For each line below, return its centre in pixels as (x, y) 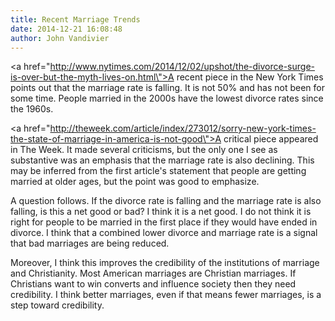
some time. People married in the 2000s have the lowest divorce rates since (167, 98)
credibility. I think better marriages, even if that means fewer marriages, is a (166, 295)
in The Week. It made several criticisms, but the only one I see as (144, 150)
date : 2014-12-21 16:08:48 (66, 29)
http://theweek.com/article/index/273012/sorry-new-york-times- (183, 128)
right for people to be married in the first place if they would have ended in (164, 222)
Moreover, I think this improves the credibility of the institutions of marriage (165, 263)
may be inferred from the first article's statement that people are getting (158, 171)
